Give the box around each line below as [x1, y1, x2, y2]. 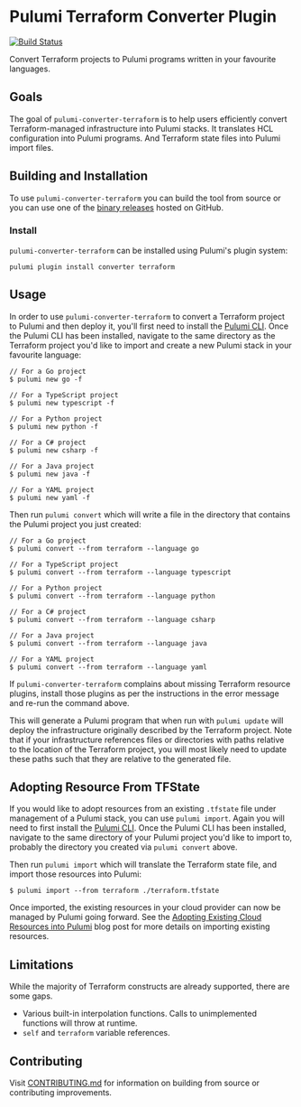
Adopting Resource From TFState [9, 779, 200, 795]
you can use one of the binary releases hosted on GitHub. [9, 201, 223, 213]
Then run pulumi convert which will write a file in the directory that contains [9, 508, 291, 520]
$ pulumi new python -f [9, 422, 99, 431]
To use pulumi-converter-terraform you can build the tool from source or [9, 192, 281, 203]
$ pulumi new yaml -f [9, 493, 91, 502]
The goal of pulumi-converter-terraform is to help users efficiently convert [9, 113, 287, 124]
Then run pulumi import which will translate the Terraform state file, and [9, 860, 278, 870]
